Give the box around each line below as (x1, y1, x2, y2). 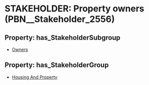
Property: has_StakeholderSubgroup (4, 33, 121, 42)
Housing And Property (11, 74, 58, 80)
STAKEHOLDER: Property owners (4, 3, 145, 14)
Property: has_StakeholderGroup (4, 61, 109, 70)
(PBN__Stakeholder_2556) (4, 13, 115, 25)
